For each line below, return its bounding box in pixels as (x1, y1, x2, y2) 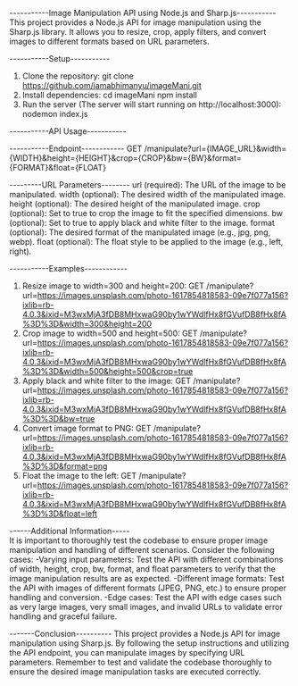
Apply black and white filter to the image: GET (21, 375, 192, 386)
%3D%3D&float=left (21, 508, 98, 519)
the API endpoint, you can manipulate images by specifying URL (9, 648, 245, 657)
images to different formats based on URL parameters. (9, 36, 210, 46)
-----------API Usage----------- (9, 126, 127, 137)
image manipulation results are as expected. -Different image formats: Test (9, 573, 285, 583)
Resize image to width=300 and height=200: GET (21, 280, 205, 291)
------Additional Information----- (9, 526, 130, 536)
